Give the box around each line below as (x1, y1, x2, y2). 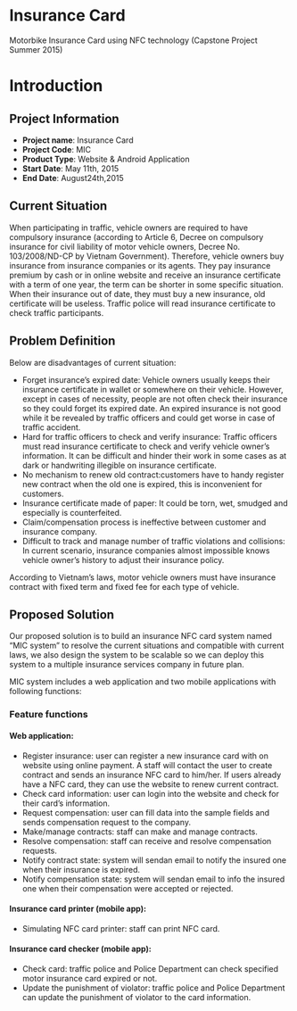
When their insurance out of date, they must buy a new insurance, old (9, 288, 266, 299)
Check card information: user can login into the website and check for (21, 788, 279, 799)
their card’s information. (21, 798, 111, 808)
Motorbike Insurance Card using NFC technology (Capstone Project (9, 35, 259, 46)
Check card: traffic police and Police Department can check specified (21, 963, 279, 974)
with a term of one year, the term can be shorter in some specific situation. (9, 278, 284, 290)
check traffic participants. (9, 307, 104, 318)
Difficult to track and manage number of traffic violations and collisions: (21, 535, 285, 546)
